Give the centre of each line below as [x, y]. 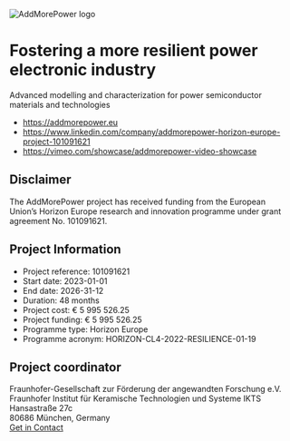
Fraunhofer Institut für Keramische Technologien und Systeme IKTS [135, 398]
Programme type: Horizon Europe [85, 329]
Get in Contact [36, 427]
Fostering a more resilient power [134, 51]
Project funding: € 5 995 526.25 [82, 319]
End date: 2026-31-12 [63, 290]
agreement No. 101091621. [58, 220]
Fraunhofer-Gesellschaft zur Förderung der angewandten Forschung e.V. [145, 389]
